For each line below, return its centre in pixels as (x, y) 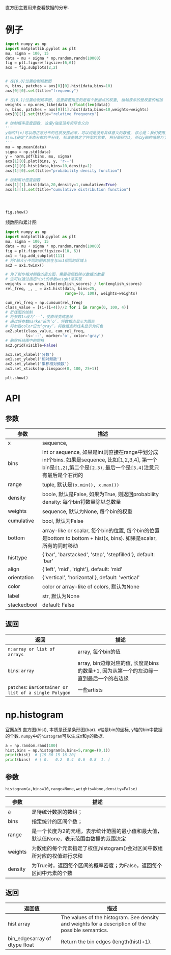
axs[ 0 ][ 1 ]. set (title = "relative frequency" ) (52, 114)
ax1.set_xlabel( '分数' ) (30, 354)
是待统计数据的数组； (57, 812)
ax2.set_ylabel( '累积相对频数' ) (37, 364)
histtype (18, 557)
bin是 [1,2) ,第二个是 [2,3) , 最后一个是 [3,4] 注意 (98, 467)
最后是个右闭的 (65, 475)
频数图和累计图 (21, 222)
